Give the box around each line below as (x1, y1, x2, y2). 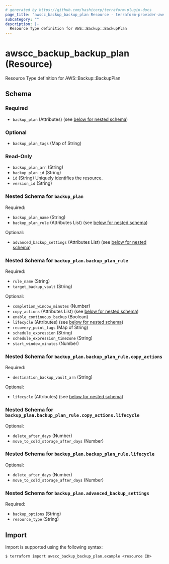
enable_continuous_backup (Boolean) (12, 313, 89, 320)
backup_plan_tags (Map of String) (12, 140, 82, 147)
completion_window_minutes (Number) (12, 303, 91, 309)
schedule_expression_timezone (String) (12, 335, 93, 341)
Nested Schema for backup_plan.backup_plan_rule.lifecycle (5, 450, 155, 457)
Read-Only (5, 153, 33, 160)
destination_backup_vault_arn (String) (12, 374, 93, 380)
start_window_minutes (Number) (12, 340, 79, 346)
